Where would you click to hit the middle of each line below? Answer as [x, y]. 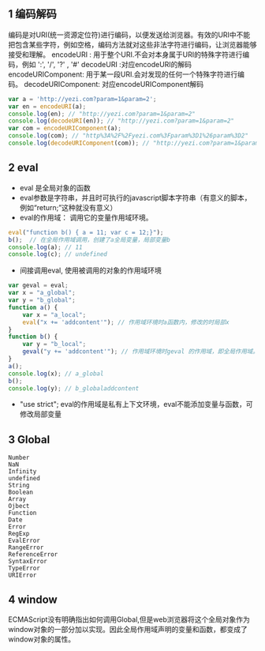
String [19, 485]
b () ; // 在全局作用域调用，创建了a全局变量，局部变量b [90, 239]
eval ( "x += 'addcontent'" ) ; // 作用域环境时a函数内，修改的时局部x [126, 322]
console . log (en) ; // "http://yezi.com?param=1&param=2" [102, 114]
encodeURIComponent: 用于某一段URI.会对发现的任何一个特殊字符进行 [123, 74]
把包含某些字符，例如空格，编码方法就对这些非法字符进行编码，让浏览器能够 [132, 44]
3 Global [29, 440]
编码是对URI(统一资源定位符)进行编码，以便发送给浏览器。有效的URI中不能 [129, 35]
